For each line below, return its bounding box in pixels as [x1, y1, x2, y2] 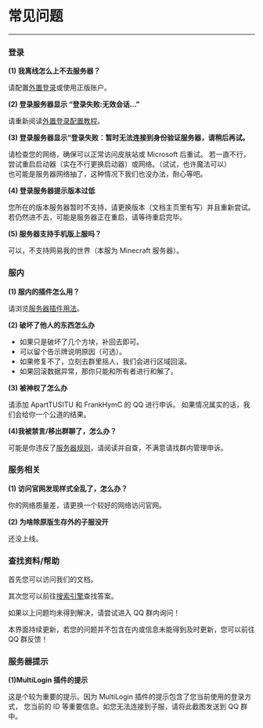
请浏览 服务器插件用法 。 [8, 303, 84, 313]
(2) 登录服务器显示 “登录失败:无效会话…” [8, 100, 140, 109]
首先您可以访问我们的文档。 [8, 575, 98, 584]
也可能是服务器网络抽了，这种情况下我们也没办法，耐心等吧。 [8, 170, 207, 179]
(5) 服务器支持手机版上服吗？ [8, 229, 102, 239]
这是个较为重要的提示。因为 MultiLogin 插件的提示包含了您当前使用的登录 [8, 692, 245, 701]
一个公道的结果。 [34, 409, 91, 419]
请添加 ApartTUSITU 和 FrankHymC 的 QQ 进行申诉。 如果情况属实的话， [8, 400, 244, 409]
